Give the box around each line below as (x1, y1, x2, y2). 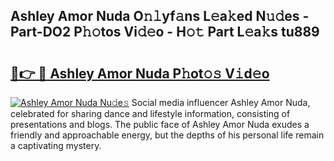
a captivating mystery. (10, 140, 102, 151)
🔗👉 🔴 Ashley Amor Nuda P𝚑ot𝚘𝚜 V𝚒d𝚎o (10, 65, 270, 82)
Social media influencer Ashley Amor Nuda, (131, 97, 311, 108)
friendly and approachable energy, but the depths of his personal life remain (10, 129, 325, 141)
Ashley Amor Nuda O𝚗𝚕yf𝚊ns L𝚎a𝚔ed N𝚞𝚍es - (10, 8, 310, 25)
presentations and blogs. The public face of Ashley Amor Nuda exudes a (10, 119, 310, 130)
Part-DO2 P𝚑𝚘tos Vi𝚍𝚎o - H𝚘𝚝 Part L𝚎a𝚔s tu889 (10, 24, 320, 41)
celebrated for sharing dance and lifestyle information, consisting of (10, 108, 291, 119)
